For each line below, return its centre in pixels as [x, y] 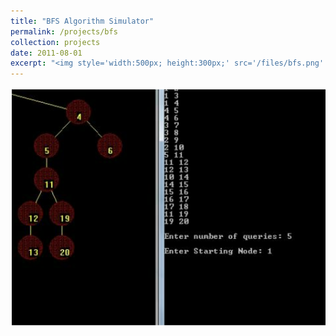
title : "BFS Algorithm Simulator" [82, 21]
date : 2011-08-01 [46, 53]
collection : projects [55, 42]
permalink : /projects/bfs [64, 31]
